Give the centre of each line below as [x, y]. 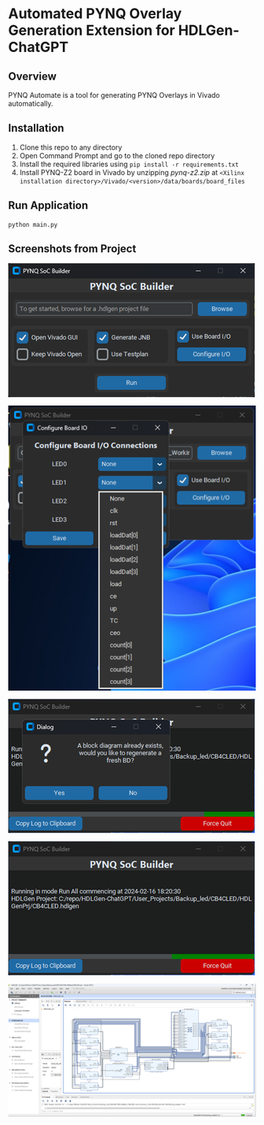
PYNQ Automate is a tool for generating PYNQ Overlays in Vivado [114, 95]
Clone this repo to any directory [71, 147]
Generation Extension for [92, 30]
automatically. [31, 104]
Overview [33, 76]
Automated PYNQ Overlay [95, 14]
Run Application [48, 206]
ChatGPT [38, 47]
